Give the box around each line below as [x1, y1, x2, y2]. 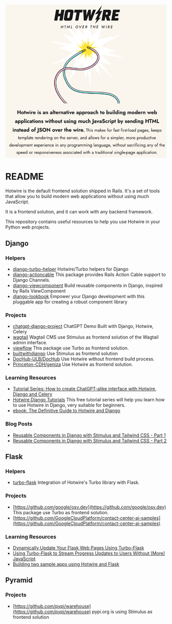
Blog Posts [5, 420, 33, 427]
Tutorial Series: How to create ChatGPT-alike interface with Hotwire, [12, 386, 157, 392]
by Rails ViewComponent [12, 287, 66, 294]
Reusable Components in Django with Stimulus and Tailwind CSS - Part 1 [12, 432, 166, 438]
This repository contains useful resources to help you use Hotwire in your [5, 219, 160, 225]
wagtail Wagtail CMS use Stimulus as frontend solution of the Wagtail [12, 334, 159, 340]
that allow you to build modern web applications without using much [5, 193, 149, 200]
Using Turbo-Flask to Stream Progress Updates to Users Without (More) [12, 550, 165, 556]
